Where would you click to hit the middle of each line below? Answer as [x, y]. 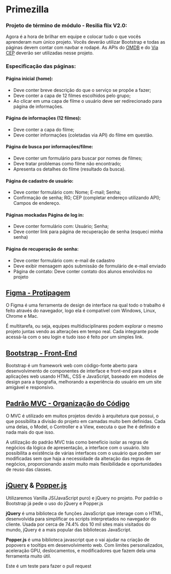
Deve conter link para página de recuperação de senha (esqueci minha [88, 232]
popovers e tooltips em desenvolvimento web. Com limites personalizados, [85, 545]
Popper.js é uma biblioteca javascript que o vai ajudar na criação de [78, 540]
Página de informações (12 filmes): [44, 118]
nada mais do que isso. [30, 432]
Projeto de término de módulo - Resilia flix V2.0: [67, 26]
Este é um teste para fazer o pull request [49, 566]
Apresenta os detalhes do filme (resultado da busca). [69, 169]
